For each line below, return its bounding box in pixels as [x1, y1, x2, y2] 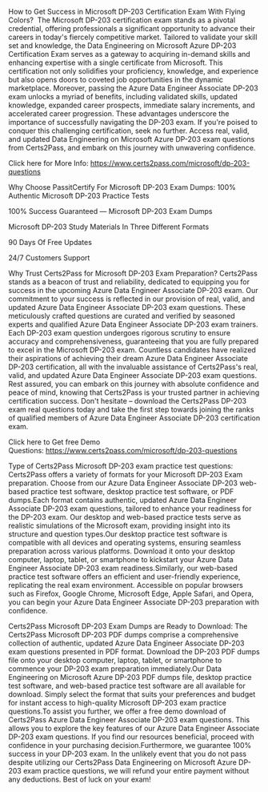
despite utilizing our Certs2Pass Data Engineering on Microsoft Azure [8, 758, 238, 767]
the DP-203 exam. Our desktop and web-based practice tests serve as [8, 513, 242, 521]
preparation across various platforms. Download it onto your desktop [8, 546, 236, 556]
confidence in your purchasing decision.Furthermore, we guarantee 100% [8, 741, 252, 750]
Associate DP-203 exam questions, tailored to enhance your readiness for [8, 504, 252, 513]
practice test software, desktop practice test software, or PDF [30, 487, 234, 496]
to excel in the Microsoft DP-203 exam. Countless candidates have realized [8, 345, 256, 355]
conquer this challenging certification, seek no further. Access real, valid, [8, 126, 250, 135]
